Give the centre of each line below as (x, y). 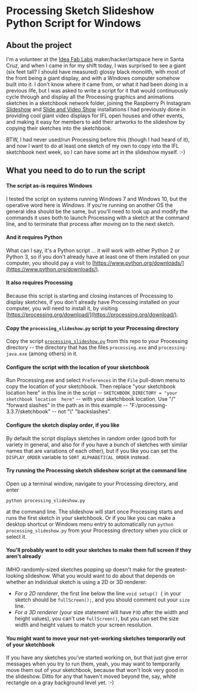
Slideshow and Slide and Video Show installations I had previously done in (96, 109)
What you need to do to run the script (76, 171)
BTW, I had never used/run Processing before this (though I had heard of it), (98, 139)
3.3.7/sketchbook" (29, 411)
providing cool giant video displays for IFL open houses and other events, (95, 116)
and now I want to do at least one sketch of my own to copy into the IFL (93, 146)
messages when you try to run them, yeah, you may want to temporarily (93, 664)
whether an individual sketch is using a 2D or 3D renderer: (76, 582)
